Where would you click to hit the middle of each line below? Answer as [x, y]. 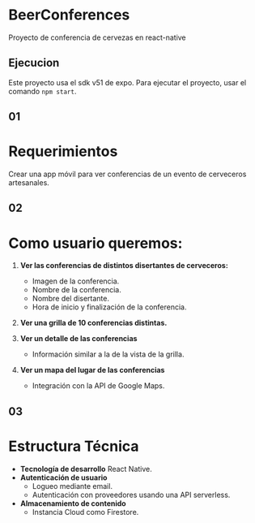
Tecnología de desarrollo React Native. [86, 469]
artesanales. [29, 183]
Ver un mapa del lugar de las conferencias [92, 370]
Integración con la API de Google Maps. [98, 386]
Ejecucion [34, 63]
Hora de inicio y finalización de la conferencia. [109, 307]
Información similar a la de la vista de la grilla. [108, 354]
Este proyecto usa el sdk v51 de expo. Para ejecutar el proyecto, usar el [127, 82]
